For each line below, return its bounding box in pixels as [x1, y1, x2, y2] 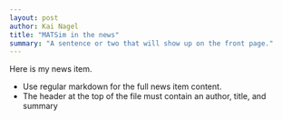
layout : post [9, 13, 59, 23]
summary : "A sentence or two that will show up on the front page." [9, 38, 274, 48]
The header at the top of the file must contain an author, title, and [22, 91, 267, 102]
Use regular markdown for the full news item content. [22, 81, 222, 92]
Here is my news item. [9, 64, 92, 75]
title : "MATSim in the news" [9, 30, 120, 39]
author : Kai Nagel [9, 22, 79, 31]
